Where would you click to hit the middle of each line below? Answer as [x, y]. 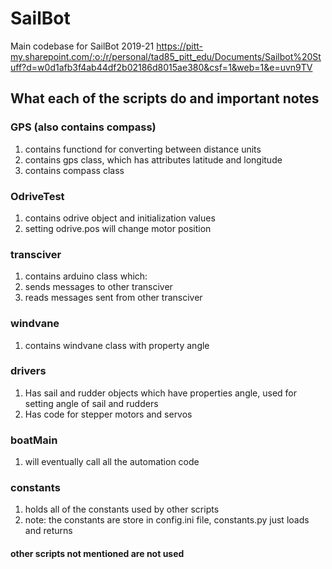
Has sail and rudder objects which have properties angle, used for [161, 393]
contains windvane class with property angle [117, 345]
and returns [48, 531]
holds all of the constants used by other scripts [122, 509]
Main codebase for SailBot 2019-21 [82, 46]
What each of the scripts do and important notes [165, 98]
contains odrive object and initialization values [120, 218]
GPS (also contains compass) [83, 127]
